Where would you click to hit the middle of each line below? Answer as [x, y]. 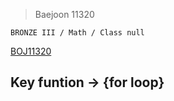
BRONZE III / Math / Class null [77, 33]
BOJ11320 [31, 51]
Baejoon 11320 [64, 14]
